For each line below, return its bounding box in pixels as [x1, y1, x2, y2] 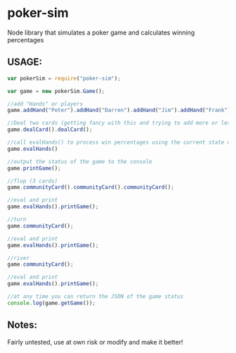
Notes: [7, 319, 37, 331]
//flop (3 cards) [7, 178, 58, 185]
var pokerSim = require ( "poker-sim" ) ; [7, 75, 121, 82]
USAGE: [7, 56, 43, 68]
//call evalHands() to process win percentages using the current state [7, 139, 225, 146]
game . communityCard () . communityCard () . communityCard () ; [7, 184, 174, 191]
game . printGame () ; [7, 164, 61, 172]
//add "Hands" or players [7, 100, 83, 107]
